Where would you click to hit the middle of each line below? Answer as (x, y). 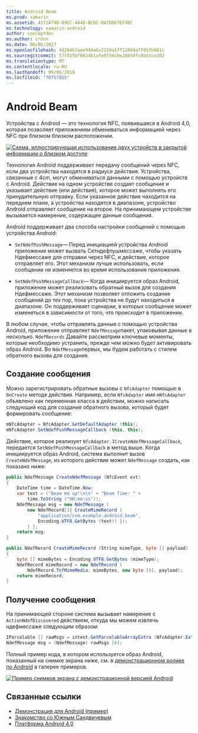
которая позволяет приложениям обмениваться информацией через (93, 130)
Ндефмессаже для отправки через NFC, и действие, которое (92, 257)
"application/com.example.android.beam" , (89, 515)
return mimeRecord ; (41, 576)
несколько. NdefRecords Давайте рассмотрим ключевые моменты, (90, 337)
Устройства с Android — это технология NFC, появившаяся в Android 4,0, (98, 123)
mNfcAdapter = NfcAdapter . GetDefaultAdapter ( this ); (72, 424)
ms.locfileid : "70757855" (38, 78)
